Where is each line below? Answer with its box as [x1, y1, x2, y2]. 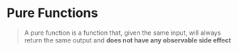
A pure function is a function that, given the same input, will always [24, 28, 222, 37]
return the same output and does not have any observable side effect [24, 35, 232, 44]
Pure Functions [6, 5, 98, 21]
